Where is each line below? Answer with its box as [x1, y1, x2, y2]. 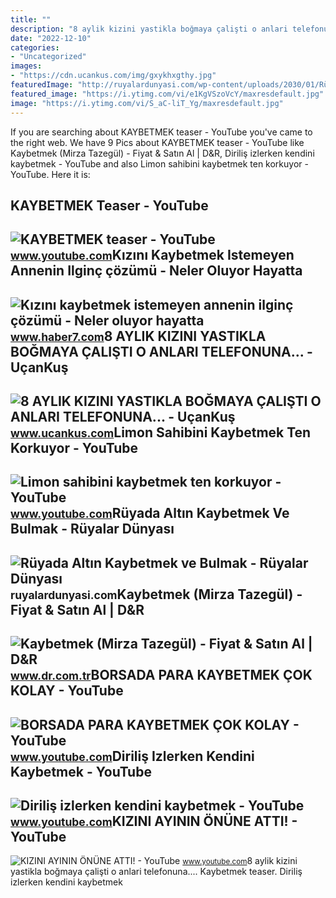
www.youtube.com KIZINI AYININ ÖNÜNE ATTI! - [10, 813, 298, 830]
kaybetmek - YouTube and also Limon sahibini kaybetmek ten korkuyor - [10, 157, 309, 170]
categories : [10, 42, 60, 53]
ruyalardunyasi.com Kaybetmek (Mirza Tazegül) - [10, 586, 303, 603]
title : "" [10, 14, 52, 25]
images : [10, 61, 43, 71]
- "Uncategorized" [10, 52, 87, 62]
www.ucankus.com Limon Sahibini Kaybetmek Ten [10, 424, 312, 441]
